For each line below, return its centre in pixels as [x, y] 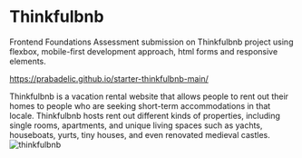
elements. [28, 61]
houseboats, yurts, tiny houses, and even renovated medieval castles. [140, 134]
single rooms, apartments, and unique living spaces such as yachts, [136, 125]
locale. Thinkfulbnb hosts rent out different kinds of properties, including [145, 115]
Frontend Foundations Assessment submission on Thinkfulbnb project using [151, 42]
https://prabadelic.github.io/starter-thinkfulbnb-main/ [109, 78]
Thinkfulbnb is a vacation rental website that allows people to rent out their [149, 96]
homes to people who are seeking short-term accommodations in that [140, 105]
